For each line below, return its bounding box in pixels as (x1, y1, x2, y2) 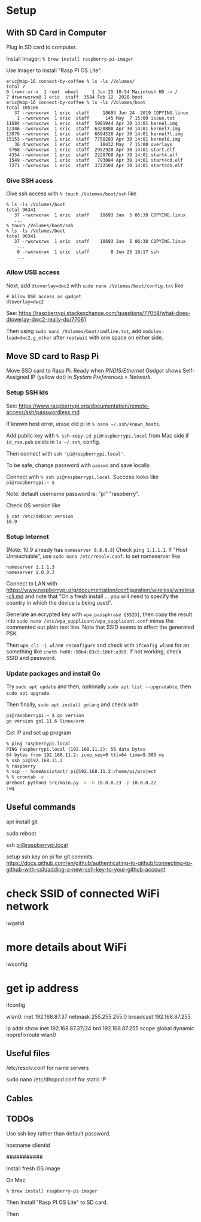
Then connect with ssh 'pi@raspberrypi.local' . (6, 450, 126, 457)
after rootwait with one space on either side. (53, 334, 163, 341)
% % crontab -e (6, 774, 44, 780)
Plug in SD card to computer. (6, 43, 77, 50)
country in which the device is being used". (6, 599, 112, 606)
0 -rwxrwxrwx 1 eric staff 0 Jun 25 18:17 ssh (17, 249, 160, 255)
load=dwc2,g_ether (6, 335, 52, 341)
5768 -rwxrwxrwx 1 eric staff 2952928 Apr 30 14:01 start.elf (8, 147, 175, 153)
